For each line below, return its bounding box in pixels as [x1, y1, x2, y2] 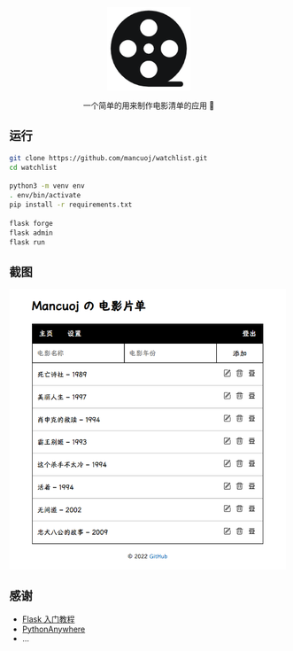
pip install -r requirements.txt [9, 200, 133, 210]
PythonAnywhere [21, 624, 86, 634]
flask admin [9, 229, 53, 237]
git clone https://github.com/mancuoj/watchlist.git [9, 153, 208, 162]
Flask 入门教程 [21, 614, 75, 624]
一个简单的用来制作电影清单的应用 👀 [82, 100, 215, 111]
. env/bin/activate [9, 191, 81, 200]
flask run [9, 237, 46, 246]
